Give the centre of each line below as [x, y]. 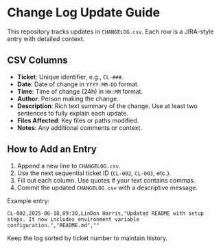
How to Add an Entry [52, 149]
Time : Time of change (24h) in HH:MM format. [80, 91]
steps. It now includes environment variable [73, 219]
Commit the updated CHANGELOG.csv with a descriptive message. [107, 187]
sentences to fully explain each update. [73, 113]
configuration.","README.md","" [53, 225]
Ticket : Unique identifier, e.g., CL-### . [70, 77]
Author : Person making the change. [68, 99]
